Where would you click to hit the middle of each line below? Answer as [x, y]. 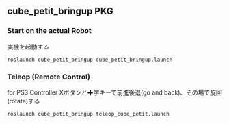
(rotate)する [24, 101]
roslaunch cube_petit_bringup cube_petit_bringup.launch [90, 60]
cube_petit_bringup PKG [60, 11]
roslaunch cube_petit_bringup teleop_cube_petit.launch [88, 114]
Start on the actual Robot [50, 31]
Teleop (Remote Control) [49, 77]
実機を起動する [28, 47]
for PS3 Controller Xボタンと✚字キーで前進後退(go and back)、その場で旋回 [114, 92]
